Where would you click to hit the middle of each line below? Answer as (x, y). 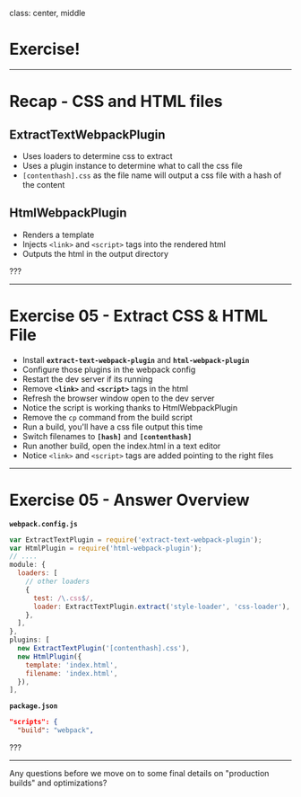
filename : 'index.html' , (72, 673)
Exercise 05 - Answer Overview (129, 500)
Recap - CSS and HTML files (116, 102)
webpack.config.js (43, 524)
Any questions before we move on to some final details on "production (139, 773)
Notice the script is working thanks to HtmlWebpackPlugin (130, 407)
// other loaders (58, 581)
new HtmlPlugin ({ (50, 656)
